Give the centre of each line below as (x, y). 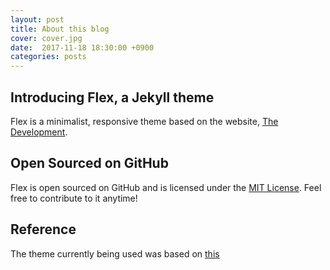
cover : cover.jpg (46, 38)
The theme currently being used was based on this (115, 253)
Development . (39, 132)
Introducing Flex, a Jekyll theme (112, 97)
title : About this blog (60, 29)
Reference (43, 229)
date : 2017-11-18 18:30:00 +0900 (82, 47)
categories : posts (48, 57)
